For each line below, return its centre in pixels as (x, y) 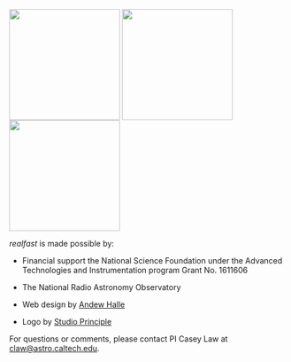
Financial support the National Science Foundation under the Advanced (152, 260)
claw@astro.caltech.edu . (54, 348)
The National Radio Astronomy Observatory (101, 287)
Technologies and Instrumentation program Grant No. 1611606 (135, 270)
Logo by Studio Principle (67, 322)
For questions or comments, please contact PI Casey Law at (119, 339)
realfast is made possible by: (62, 244)
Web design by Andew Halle (73, 304)
